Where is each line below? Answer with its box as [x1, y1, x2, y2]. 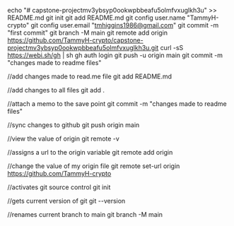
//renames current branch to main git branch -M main [7, 210, 163, 218]
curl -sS [160, 44, 184, 52]
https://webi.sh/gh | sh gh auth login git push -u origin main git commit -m [7, 51, 223, 59]
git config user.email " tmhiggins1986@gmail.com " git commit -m [30, 21, 219, 29]
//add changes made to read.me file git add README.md [7, 72, 172, 81]
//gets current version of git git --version [7, 197, 126, 205]
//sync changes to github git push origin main [7, 121, 140, 129]
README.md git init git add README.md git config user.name [7, 13, 186, 22]
